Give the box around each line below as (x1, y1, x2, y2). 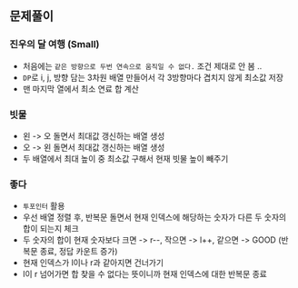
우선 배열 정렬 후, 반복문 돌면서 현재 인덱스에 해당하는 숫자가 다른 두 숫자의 (22, 212, 287, 223)
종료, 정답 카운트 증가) (39, 246, 118, 257)
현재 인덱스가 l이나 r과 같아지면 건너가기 (22, 257, 164, 268)
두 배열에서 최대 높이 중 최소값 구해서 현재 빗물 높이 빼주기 (22, 153, 229, 164)
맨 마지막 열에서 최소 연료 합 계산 (22, 83, 139, 94)
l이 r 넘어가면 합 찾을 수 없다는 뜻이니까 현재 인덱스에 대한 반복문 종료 (22, 269, 268, 280)
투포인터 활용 (22, 201, 65, 212)
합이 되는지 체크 (22, 223, 79, 234)
